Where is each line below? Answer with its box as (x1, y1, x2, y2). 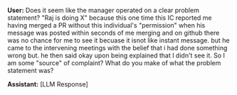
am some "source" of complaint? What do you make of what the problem (7, 59, 221, 67)
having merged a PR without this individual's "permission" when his (7, 21, 206, 29)
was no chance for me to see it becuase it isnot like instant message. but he (7, 36, 230, 45)
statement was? (7, 67, 54, 74)
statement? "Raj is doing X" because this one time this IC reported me (7, 13, 212, 22)
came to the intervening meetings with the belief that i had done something (7, 44, 228, 52)
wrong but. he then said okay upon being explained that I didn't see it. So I (7, 51, 226, 60)
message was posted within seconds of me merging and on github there (7, 28, 220, 37)
